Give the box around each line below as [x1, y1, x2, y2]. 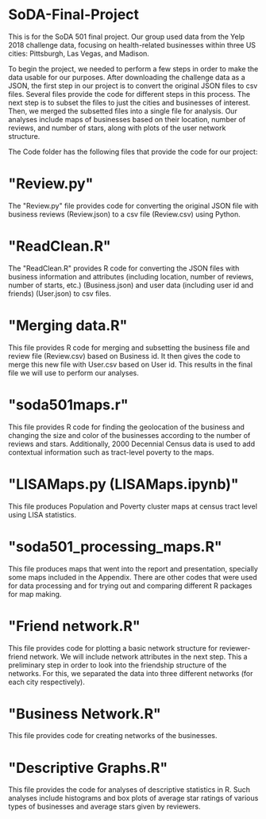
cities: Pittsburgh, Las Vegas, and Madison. [8, 48, 149, 58]
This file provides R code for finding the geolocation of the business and [8, 422, 245, 432]
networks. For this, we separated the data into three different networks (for [8, 668, 253, 678]
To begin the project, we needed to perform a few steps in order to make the [8, 63, 259, 73]
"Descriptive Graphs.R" [8, 759, 168, 777]
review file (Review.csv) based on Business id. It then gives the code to [8, 351, 241, 360]
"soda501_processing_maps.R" [8, 537, 222, 556]
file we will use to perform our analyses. [8, 367, 139, 378]
